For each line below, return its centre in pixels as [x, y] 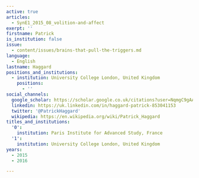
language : [18, 56]
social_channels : [28, 94]
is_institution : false [34, 39]
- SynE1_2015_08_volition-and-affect [58, 23]
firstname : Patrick [30, 34]
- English [23, 61]
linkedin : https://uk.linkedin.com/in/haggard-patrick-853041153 [94, 105]
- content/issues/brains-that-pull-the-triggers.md [77, 50]
